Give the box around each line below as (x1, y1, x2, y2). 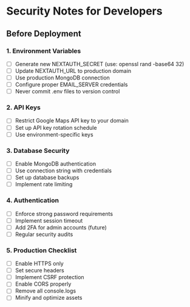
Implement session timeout (15, 217, 83, 224)
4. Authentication (6, 196, 59, 204)
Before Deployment (6, 29, 81, 39)
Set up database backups (15, 174, 80, 181)
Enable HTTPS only (15, 260, 64, 268)
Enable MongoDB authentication (15, 160, 96, 167)
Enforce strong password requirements (15, 210, 114, 217)
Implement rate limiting (15, 181, 73, 188)
